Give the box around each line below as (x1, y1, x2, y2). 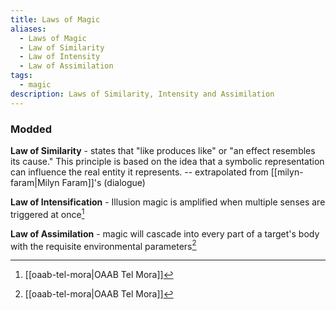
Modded (10, 122, 52, 136)
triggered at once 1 (10, 206, 85, 220)
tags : (10, 71, 33, 81)
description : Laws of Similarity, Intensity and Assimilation (10, 89, 275, 99)
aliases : (10, 24, 47, 34)
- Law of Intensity (19, 52, 101, 62)
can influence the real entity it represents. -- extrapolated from (10, 166, 269, 178)
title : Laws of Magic (10, 14, 101, 25)
